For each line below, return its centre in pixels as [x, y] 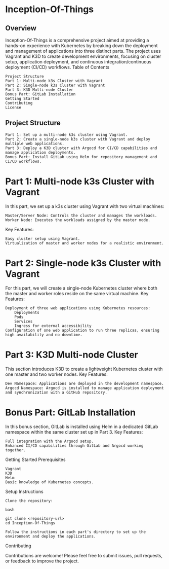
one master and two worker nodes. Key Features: [56, 374]
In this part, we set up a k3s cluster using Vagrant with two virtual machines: [85, 206]
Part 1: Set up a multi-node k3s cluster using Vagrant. [67, 135]
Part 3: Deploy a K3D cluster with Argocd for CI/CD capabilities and [81, 148]
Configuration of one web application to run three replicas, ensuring [82, 330]
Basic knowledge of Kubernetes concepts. [50, 482]
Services [24, 321]
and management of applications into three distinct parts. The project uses [83, 51]
